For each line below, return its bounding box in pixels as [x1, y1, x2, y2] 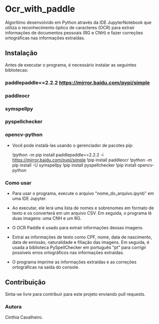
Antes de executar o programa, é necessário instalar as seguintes [5, 62, 137, 68]
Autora [5, 303, 22, 310]
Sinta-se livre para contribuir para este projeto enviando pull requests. [5, 291, 146, 297]
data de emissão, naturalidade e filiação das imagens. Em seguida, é [12, 239, 150, 245]
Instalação [5, 49, 38, 57]
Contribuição [5, 278, 46, 287]
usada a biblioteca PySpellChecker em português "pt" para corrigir [12, 244, 147, 251]
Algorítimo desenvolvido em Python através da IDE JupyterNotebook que [5, 19, 152, 25]
